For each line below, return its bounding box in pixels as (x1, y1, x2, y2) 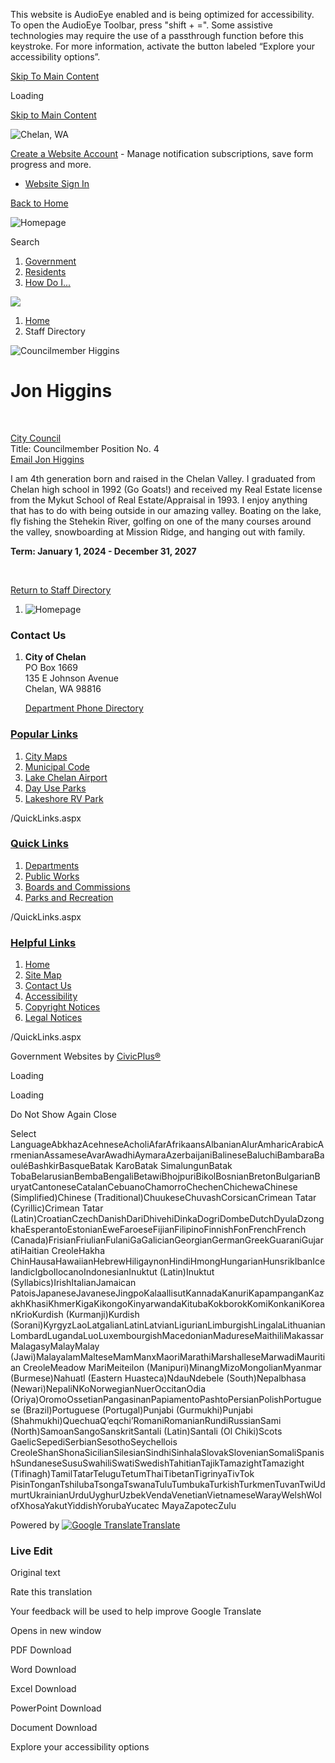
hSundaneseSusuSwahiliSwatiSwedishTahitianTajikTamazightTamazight (10, 1457, 305, 1469)
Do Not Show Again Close (10, 1109, 117, 1121)
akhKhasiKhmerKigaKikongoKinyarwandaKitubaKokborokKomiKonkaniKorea (10, 1298, 325, 1310)
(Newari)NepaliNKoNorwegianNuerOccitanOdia (10, 1383, 207, 1395)
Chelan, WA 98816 (24, 683, 102, 695)
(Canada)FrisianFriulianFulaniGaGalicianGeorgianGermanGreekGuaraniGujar (10, 1234, 324, 1246)
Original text (10, 1567, 61, 1579)
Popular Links (10, 727, 78, 741)
